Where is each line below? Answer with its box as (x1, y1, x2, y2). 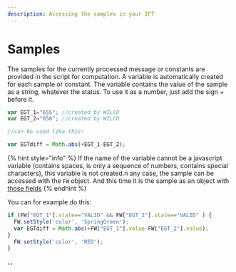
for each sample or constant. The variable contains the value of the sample (7, 80, 228, 88)
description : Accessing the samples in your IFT (7, 10, 155, 18)
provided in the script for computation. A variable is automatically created (7, 72, 223, 80)
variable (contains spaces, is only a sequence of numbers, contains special (7, 162, 228, 170)
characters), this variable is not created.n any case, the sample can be (7, 169, 214, 178)
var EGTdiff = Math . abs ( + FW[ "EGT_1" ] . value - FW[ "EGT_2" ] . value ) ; (14, 225, 209, 232)
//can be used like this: (7, 128, 84, 135)
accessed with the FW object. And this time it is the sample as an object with (7, 177, 230, 185)
